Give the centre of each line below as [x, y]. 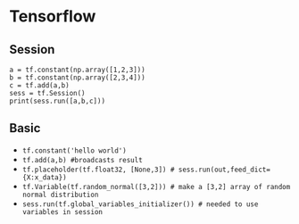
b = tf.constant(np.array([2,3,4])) [77, 78]
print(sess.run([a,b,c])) [57, 101]
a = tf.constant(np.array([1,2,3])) [77, 70]
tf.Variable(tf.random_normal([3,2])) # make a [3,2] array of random [156, 187]
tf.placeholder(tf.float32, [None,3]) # [98, 170]
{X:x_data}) [44, 177]
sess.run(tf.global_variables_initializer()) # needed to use [140, 204]
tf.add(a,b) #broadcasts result [82, 160]
